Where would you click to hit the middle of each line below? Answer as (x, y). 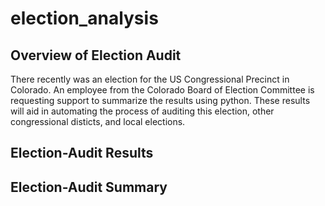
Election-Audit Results (82, 153)
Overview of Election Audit (96, 55)
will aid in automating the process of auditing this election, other (142, 111)
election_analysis (84, 18)
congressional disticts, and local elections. (98, 121)
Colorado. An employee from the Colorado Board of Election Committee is (162, 90)
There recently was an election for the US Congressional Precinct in (150, 79)
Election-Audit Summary (89, 187)
